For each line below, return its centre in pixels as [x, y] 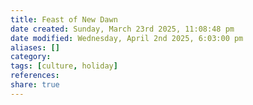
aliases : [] [35, 47]
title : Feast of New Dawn [64, 19]
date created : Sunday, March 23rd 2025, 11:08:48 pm [122, 29]
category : [31, 57]
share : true [35, 85]
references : [35, 76]
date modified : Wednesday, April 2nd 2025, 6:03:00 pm [127, 38]
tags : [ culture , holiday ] [64, 66]
